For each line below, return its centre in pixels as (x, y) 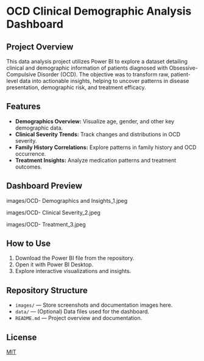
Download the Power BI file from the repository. (75, 258)
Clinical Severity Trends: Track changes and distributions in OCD (98, 134)
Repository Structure (47, 290)
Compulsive (21, 74)
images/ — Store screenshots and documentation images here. (94, 305)
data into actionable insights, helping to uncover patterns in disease (104, 81)
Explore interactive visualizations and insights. (73, 271)
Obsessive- (183, 68)
